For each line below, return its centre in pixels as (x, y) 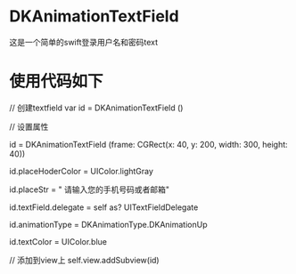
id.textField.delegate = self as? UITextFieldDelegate (104, 207)
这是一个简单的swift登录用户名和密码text (84, 42)
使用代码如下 (57, 81)
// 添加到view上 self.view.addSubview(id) (84, 260)
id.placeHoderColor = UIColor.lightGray (82, 171)
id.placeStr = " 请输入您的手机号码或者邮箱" (89, 189)
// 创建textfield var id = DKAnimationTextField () (96, 108)
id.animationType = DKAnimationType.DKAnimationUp (108, 224)
